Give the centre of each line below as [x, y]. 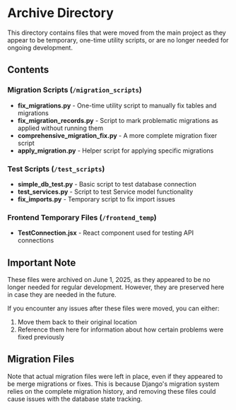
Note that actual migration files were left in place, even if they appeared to [115, 376]
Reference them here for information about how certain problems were [120, 329]
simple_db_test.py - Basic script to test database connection [107, 184]
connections [36, 240]
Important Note [42, 263]
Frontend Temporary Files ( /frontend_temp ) [82, 217]
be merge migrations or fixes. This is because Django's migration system [113, 384]
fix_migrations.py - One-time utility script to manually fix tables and [117, 105]
